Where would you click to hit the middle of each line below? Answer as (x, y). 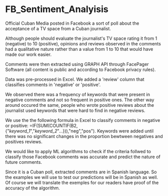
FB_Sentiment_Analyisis (57, 9)
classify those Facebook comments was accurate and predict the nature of (83, 157)
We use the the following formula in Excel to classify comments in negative (83, 120)
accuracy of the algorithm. (33, 188)
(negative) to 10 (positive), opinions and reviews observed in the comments (83, 43)
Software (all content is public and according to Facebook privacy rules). (80, 70)
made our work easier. (28, 54)
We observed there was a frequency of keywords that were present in (77, 94)
